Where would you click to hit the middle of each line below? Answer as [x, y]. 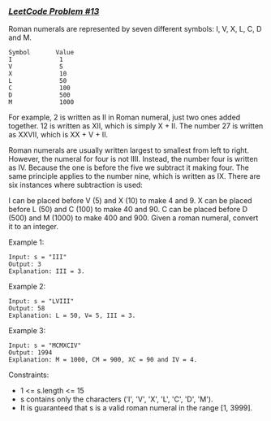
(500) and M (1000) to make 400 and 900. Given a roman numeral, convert [133, 218]
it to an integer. [34, 227]
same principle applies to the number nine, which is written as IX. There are [135, 176]
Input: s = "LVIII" [41, 302]
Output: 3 [25, 265]
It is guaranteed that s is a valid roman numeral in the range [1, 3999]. [136, 408]
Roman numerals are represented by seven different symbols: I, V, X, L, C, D [135, 29]
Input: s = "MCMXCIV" [45, 346]
